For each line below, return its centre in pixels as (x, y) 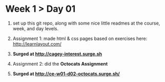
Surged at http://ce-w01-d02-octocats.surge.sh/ (66, 74)
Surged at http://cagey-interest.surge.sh (57, 54)
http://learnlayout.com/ (37, 44)
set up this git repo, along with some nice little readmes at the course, (86, 23)
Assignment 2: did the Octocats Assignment (60, 64)
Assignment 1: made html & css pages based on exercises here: (80, 38)
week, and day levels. (36, 28)
